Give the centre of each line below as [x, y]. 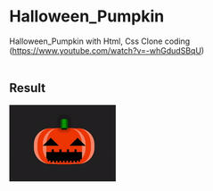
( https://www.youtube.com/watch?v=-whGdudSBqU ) [107, 50]
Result [28, 88]
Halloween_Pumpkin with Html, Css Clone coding [100, 41]
